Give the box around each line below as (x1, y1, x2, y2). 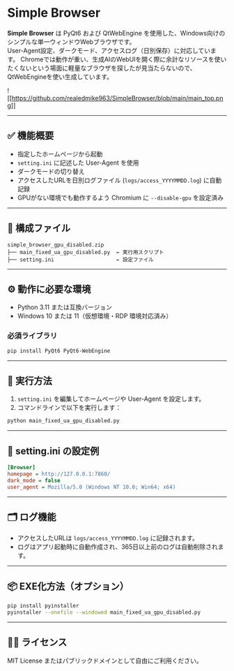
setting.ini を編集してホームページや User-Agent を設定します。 (17, 395, 205, 403)
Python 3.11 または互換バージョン (17, 303, 113, 311)
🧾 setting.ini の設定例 (7, 445, 100, 457)
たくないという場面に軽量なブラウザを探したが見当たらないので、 (7, 64, 196, 72)
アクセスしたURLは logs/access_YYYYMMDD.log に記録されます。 (17, 534, 198, 543)
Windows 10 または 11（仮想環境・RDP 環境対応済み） (17, 312, 173, 320)
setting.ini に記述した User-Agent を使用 (17, 158, 139, 167)
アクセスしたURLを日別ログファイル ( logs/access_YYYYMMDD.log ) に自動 (17, 176, 222, 184)
